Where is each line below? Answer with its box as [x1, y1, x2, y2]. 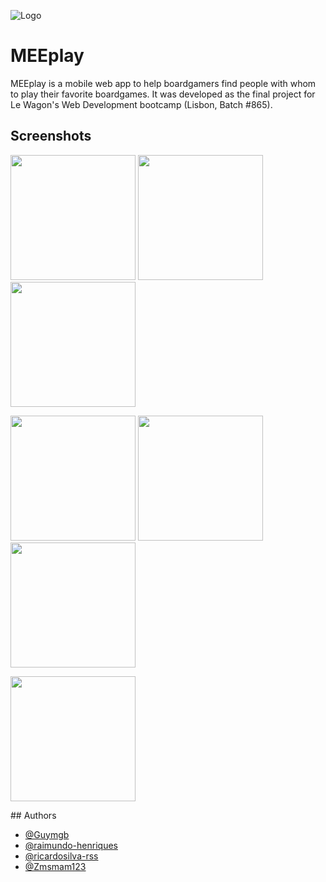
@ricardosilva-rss [24, 850, 99, 862]
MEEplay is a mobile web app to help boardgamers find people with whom [10, 77, 317, 89]
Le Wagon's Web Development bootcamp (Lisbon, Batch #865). [10, 98, 273, 110]
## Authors [10, 809, 57, 821]
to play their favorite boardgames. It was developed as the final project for [10, 88, 316, 100]
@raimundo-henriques [24, 839, 118, 851]
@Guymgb [24, 828, 70, 840]
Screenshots [10, 128, 92, 145]
